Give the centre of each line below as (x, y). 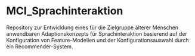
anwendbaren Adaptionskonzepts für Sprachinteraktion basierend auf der (97, 33)
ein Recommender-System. (40, 46)
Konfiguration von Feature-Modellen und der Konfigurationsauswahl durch (97, 40)
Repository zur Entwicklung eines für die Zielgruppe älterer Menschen (92, 27)
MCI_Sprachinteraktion (65, 11)
